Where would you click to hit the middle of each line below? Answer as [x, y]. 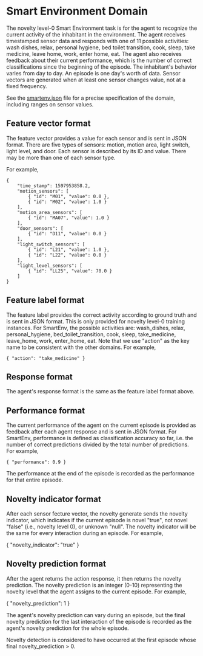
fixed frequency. [27, 86]
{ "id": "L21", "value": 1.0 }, [69, 250]
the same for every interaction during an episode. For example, [85, 533]
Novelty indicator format [54, 499]
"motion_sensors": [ [43, 191]
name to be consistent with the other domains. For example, [81, 347]
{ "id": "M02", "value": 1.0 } [68, 202]
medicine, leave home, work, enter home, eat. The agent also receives [94, 54]
